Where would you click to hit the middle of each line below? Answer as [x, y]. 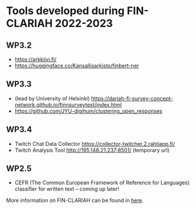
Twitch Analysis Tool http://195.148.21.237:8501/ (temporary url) [92, 150]
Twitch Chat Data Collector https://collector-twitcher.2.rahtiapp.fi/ [95, 143]
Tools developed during [66, 11]
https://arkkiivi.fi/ [35, 59]
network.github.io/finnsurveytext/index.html [68, 105]
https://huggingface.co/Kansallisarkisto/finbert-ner [77, 66]
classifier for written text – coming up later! [67, 189]
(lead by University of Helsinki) [52, 98]
